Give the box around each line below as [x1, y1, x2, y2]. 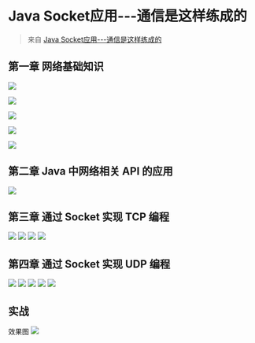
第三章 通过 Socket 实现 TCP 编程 [8, 210, 170, 223]
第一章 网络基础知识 [8, 60, 104, 73]
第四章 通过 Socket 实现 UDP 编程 [8, 257, 171, 271]
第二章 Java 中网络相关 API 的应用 [8, 164, 173, 178]
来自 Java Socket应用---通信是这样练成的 [27, 35, 162, 44]
